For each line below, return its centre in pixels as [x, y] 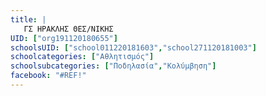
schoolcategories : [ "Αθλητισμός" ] [82, 57]
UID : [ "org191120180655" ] [64, 38]
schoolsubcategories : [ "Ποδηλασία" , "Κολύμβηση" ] [113, 66]
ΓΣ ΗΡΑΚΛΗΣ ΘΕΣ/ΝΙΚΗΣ [68, 29]
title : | [28, 19]
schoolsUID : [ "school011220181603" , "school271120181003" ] [133, 47]
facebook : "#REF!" [48, 76]
